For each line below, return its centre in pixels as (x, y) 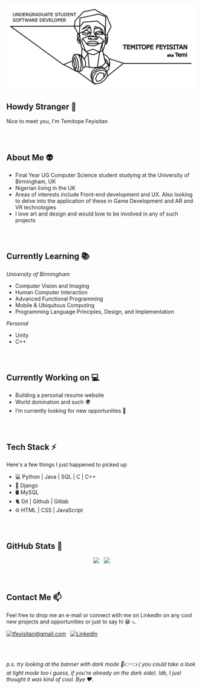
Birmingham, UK (35, 182)
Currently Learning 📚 (48, 256)
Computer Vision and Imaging (52, 286)
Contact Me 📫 (34, 598)
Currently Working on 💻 (53, 378)
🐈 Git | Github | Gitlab (42, 501)
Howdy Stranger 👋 (41, 107)
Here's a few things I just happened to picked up (67, 465)
